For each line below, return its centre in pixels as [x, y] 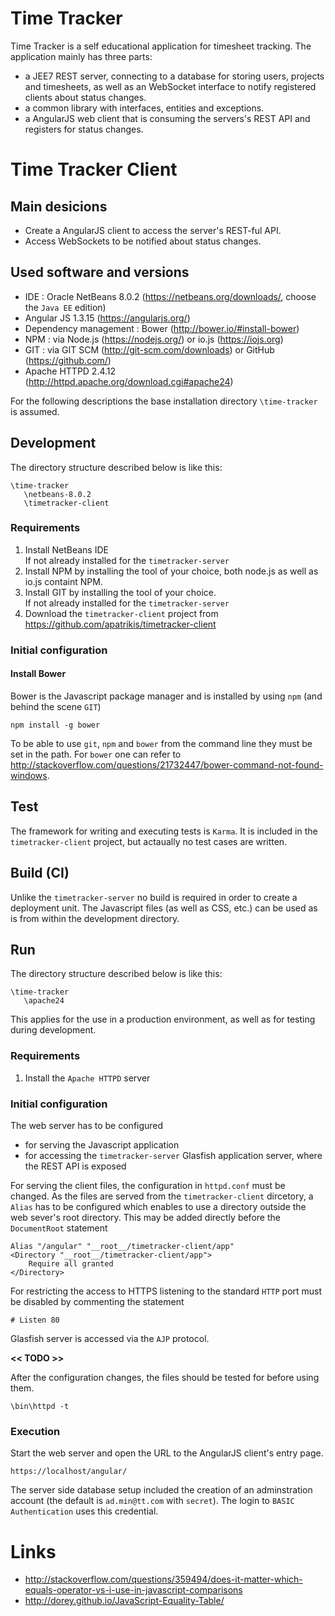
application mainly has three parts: [81, 56]
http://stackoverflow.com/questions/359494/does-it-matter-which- [163, 1579]
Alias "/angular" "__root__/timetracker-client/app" [122, 1247]
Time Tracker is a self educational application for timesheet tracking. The [161, 46]
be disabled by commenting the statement [97, 1302]
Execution [35, 1431]
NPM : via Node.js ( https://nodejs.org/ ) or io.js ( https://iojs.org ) [154, 339]
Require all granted [71, 1264]
